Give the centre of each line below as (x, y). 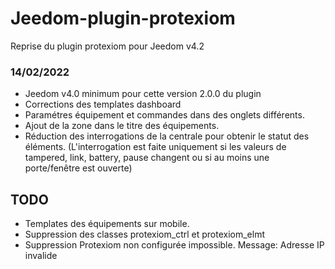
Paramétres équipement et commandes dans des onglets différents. (164, 115)
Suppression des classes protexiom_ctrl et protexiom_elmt (144, 234)
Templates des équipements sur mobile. (107, 224)
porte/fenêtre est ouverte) (78, 168)
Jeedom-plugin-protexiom (123, 18)
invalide (41, 256)
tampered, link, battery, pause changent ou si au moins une (147, 158)
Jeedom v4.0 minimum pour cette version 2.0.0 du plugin (143, 94)
